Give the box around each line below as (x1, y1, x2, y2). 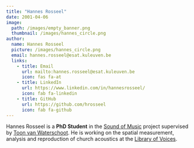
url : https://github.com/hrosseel (21, 101, 107, 107)
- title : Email (16, 63, 54, 69)
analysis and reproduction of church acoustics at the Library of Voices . (6, 136, 178, 143)
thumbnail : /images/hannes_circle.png (11, 31, 107, 36)
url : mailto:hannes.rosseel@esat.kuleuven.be (21, 69, 135, 75)
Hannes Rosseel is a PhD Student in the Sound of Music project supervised (6, 123, 189, 130)
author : (6, 36, 25, 42)
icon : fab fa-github (21, 107, 72, 113)
